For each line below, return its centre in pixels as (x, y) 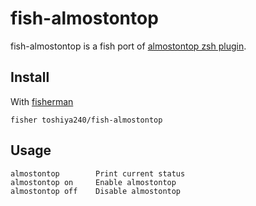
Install (30, 77)
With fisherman (42, 101)
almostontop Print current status (98, 173)
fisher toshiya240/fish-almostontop (86, 120)
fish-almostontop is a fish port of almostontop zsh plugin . (128, 46)
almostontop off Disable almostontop (96, 191)
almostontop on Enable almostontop (93, 182)
